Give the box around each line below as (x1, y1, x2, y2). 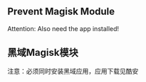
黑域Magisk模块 (7, 47, 78, 59)
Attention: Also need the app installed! (7, 24, 120, 33)
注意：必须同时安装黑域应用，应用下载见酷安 (7, 66, 139, 75)
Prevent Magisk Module (7, 6, 115, 18)
